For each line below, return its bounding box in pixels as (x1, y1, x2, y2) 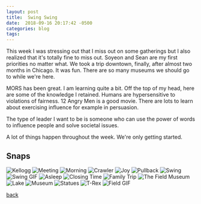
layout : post (6, 8, 39, 15)
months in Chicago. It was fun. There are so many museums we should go (6, 67, 190, 74)
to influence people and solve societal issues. (6, 122, 119, 129)
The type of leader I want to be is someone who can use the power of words (6, 115, 196, 123)
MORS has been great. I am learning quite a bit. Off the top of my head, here (6, 85, 195, 92)
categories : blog (6, 25, 50, 32)
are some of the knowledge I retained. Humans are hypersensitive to (6, 91, 176, 98)
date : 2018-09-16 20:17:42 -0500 (6, 20, 93, 26)
